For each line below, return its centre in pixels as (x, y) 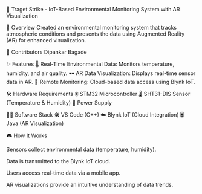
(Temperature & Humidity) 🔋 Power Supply (59, 102)
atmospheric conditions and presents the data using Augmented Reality (96, 34)
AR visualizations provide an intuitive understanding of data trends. (90, 185)
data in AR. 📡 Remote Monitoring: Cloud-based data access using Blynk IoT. (101, 82)
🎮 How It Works (27, 135)
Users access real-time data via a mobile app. (64, 173)
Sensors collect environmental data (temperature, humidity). (81, 149)
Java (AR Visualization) (35, 123)
